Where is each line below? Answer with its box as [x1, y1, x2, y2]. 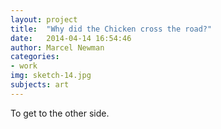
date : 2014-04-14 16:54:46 [10, 33, 132, 43]
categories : [10, 52, 60, 62]
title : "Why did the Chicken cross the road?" [10, 24, 213, 34]
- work [10, 61, 38, 71]
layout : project [10, 14, 78, 25]
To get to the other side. [10, 107, 110, 119]
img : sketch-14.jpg [10, 71, 92, 81]
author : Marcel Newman [10, 42, 105, 53]
